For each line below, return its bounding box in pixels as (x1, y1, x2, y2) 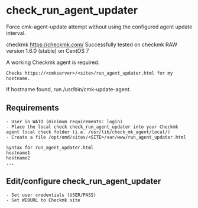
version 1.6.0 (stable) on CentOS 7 (6, 47, 89, 54)
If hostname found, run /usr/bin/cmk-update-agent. (6, 85, 131, 92)
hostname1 (6, 149, 31, 156)
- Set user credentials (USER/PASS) (6, 192, 96, 198)
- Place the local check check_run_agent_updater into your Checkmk (6, 124, 178, 130)
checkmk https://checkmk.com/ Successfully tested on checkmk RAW (6, 41, 177, 48)
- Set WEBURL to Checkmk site (6, 197, 81, 203)
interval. (6, 29, 26, 36)
